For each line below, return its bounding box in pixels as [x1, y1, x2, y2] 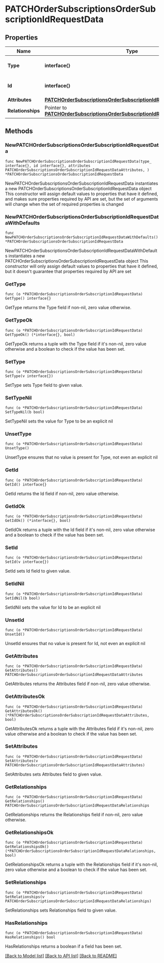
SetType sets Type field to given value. [5, 382, 83, 388]
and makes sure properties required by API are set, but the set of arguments [5, 196, 158, 202]
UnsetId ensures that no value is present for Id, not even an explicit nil [5, 640, 145, 646]
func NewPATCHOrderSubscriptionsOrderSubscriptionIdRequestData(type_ [5, 159, 152, 164]
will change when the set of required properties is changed [5, 201, 124, 207]
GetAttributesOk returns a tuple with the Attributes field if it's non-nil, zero [5, 725, 154, 732]
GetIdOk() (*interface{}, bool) [5, 518, 71, 523]
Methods [5, 127, 33, 135]
